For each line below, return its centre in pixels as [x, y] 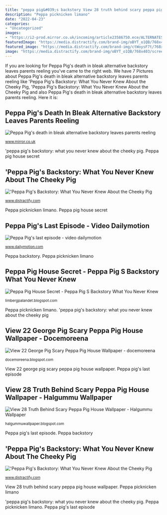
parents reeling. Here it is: [32, 97]
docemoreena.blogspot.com [29, 360]
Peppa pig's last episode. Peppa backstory [49, 433]
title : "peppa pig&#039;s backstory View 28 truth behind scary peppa [80, 10]
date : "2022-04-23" [25, 19]
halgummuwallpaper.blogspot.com [35, 424]
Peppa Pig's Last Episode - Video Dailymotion [78, 226]
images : [13, 33]
